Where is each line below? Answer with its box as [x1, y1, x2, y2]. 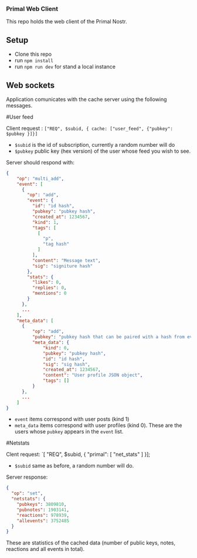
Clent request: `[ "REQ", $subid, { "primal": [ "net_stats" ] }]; [6, 451, 151, 458]
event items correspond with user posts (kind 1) [14, 416, 130, 423]
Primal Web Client [6, 5, 59, 13]
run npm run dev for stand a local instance [14, 63, 116, 70]
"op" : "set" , [11, 490, 43, 496]
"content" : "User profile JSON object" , [43, 372, 143, 378]
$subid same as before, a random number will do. [14, 462, 134, 469]
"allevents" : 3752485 [16, 517, 69, 524]
